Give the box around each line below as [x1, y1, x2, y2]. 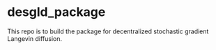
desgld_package [7, 4, 106, 20]
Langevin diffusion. [7, 34, 63, 42]
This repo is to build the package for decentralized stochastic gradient [7, 27, 209, 35]
